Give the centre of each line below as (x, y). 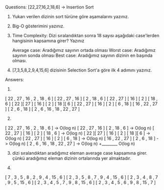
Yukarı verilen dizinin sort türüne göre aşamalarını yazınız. (70, 16)
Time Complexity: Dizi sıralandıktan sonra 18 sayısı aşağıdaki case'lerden (86, 36)
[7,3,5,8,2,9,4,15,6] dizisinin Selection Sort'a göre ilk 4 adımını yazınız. (82, 70)
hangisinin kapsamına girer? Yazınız (48, 41)
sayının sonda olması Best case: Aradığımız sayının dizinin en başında (82, 55)
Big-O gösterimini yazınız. (38, 26)
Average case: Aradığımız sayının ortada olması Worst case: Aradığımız (84, 50)
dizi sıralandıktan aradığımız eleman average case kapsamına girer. (80, 153)
